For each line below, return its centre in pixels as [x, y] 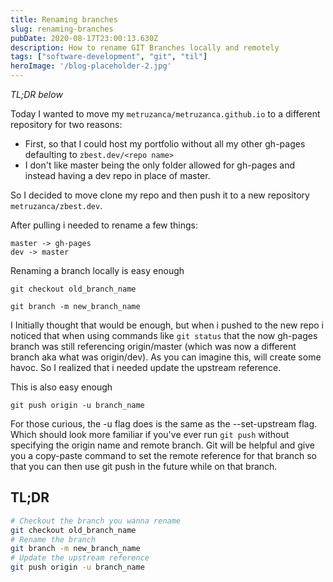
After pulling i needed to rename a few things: [104, 225]
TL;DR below [36, 94]
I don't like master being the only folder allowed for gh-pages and [160, 165]
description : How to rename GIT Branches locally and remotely [145, 47]
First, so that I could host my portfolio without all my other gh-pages [165, 144]
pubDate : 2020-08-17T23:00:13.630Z [84, 38]
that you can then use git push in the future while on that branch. [144, 466]
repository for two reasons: [66, 124]
